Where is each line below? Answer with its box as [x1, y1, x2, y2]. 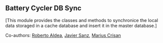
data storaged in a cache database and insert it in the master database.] [5, 22, 157, 28]
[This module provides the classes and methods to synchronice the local [5, 17, 158, 23]
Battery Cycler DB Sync [5, 4, 82, 12]
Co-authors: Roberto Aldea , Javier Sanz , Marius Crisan [5, 32, 121, 38]
